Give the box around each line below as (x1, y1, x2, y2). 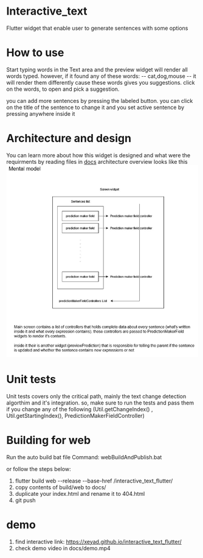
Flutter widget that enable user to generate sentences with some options (6, 24, 188, 32)
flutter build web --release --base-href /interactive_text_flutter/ (15, 477, 173, 484)
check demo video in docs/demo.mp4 (15, 544, 111, 552)
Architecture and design (6, 132, 132, 146)
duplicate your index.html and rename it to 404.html (15, 490, 145, 497)
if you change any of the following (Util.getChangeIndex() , (6, 405, 153, 412)
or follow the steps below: (6, 465, 71, 473)
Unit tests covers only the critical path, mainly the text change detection (6, 392, 187, 400)
